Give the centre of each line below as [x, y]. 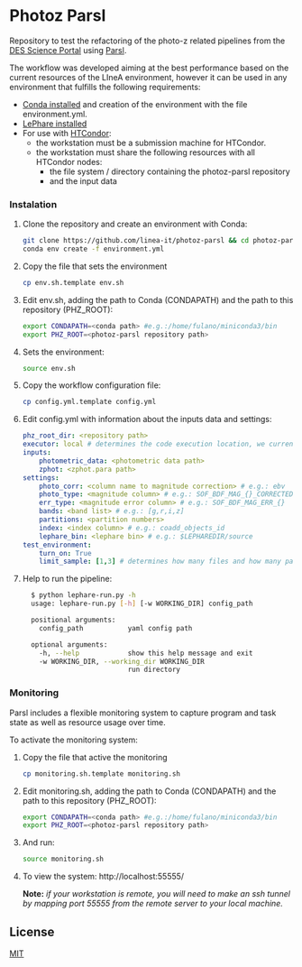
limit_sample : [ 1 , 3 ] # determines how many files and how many [160, 562]
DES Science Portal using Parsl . [68, 50]
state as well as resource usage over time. [88, 722]
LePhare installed [55, 124]
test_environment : [57, 545]
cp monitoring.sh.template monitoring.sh [101, 774]
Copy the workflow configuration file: [92, 385]
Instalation [33, 204]
